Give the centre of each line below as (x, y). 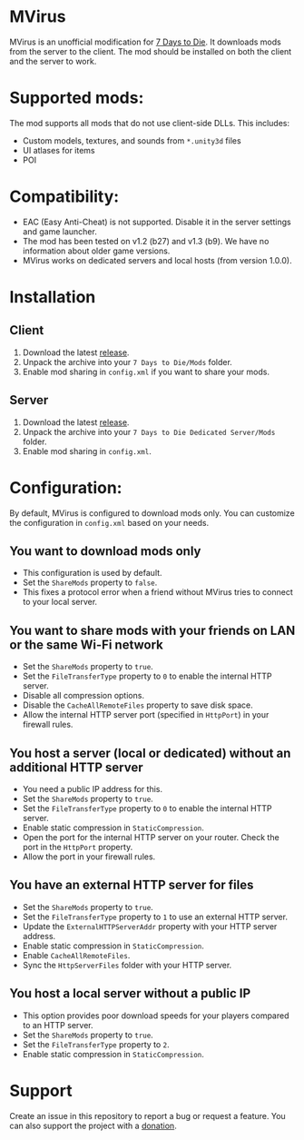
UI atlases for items (59, 150)
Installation (53, 297)
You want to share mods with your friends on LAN (152, 630)
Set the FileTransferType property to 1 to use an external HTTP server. (155, 917)
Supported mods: (77, 98)
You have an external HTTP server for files (132, 885)
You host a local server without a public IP (130, 993)
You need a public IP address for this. (93, 789)
